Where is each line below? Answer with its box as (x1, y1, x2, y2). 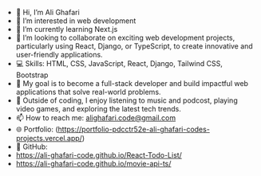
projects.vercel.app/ (15, 134, 82, 143)
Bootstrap (15, 70, 49, 80)
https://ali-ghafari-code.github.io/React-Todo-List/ (15, 151, 182, 159)
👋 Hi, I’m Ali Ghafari (15, 8, 80, 17)
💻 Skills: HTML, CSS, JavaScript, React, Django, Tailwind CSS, (15, 59, 223, 68)
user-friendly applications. (15, 50, 103, 59)
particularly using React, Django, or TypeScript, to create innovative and (15, 41, 253, 51)
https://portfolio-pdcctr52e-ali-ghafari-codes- (57, 124, 210, 134)
